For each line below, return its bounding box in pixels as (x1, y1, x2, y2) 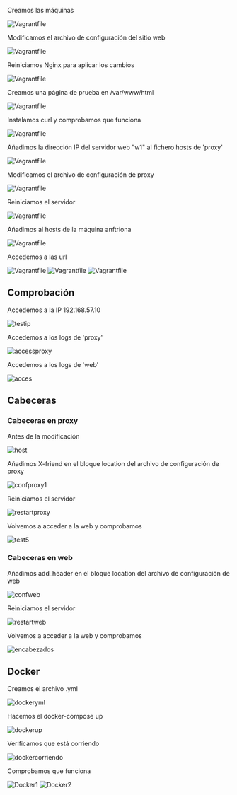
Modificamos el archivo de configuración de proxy (7, 170, 154, 179)
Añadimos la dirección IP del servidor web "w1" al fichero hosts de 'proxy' (7, 143, 223, 151)
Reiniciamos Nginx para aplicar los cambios (7, 61, 134, 69)
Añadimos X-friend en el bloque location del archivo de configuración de (7, 459, 219, 468)
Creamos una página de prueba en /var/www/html (7, 88, 154, 96)
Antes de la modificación (7, 431, 80, 441)
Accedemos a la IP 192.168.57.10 (7, 306, 101, 314)
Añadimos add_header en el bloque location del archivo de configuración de (7, 569, 230, 577)
